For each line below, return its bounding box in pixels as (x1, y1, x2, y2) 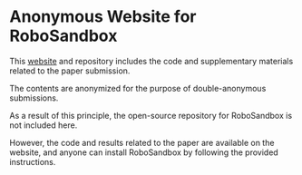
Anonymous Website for (9, 6, 197, 27)
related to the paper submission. (9, 65, 131, 76)
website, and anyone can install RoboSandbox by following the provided (9, 147, 278, 158)
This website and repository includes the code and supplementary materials (9, 55, 294, 66)
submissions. (9, 92, 59, 103)
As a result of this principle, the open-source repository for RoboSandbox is (9, 110, 293, 121)
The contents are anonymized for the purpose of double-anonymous (9, 83, 267, 93)
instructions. (9, 156, 56, 167)
